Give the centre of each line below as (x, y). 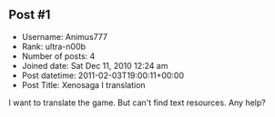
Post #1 (30, 15)
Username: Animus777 (65, 36)
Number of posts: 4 (58, 56)
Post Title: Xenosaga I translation (84, 84)
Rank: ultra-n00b (54, 46)
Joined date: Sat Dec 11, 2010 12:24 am (95, 65)
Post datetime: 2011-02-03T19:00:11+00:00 (103, 75)
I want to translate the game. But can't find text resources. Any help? (137, 102)
